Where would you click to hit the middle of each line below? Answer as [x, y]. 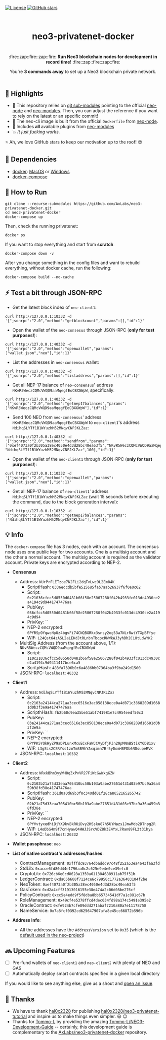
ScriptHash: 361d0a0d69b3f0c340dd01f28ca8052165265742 [84, 793]
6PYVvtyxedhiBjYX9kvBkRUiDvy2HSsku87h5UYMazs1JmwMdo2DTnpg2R [91, 824]
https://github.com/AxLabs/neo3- [108, 204]
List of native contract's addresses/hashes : [58, 853]
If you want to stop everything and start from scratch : [60, 244]
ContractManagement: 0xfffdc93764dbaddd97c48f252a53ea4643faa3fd [90, 863]
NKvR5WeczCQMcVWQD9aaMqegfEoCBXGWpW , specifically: [63, 390]
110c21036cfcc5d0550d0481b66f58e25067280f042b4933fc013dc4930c [93, 659]
